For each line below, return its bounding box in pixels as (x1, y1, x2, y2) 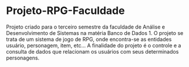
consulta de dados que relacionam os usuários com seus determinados (6, 48, 179, 55)
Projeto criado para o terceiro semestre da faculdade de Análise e (6, 23, 166, 30)
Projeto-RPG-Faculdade (6, 4, 125, 17)
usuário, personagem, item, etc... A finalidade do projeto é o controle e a (6, 42, 181, 49)
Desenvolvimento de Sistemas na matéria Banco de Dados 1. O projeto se (6, 29, 184, 36)
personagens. (6, 54, 40, 61)
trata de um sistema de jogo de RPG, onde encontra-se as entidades (6, 36, 172, 43)
